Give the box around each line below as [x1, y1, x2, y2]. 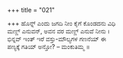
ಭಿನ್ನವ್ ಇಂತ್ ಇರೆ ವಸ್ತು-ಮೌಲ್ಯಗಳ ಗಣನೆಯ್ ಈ [7, 35, 106, 43]
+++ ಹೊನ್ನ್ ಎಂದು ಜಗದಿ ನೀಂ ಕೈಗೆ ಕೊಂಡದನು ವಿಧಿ [7, 19, 116, 27]
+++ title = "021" [7, 6, 56, 14]
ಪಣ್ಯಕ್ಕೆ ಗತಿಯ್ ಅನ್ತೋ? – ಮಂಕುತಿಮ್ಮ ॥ [7, 43, 90, 50]
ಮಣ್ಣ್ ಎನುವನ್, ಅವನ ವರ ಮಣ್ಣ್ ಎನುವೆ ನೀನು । [7, 27, 110, 35]
